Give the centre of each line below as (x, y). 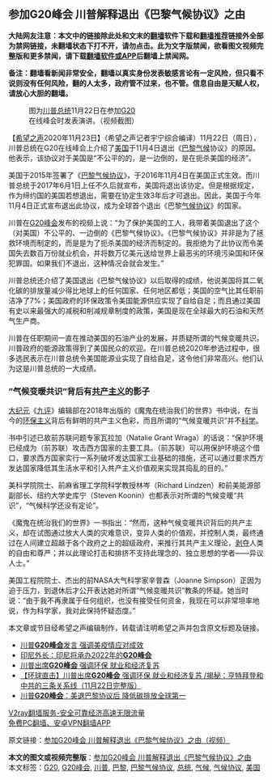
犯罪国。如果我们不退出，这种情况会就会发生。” (86, 263)
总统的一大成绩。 (72, 368)
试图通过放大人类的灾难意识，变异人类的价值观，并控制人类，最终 (146, 533)
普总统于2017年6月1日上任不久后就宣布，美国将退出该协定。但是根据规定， (134, 185)
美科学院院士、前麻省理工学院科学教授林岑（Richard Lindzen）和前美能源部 (135, 485)
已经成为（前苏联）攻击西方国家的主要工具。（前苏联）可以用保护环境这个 (131, 448)
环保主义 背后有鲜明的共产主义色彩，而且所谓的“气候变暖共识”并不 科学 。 (143, 421)
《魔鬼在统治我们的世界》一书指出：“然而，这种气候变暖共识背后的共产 (127, 523)
